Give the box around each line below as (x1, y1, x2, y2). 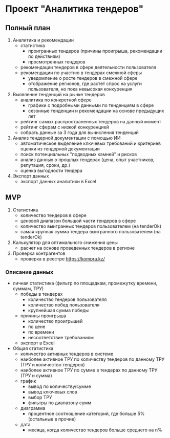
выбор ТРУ (28, 395, 52, 401)
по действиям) (28, 53, 60, 59)
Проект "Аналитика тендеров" (5, 3, 144, 15)
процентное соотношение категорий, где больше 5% (28, 410, 145, 417)
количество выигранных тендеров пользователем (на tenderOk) (20, 223, 162, 229)
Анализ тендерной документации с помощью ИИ (12, 135, 121, 141)
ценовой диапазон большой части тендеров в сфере (20, 217, 136, 224)
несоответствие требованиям (28, 335, 94, 341)
